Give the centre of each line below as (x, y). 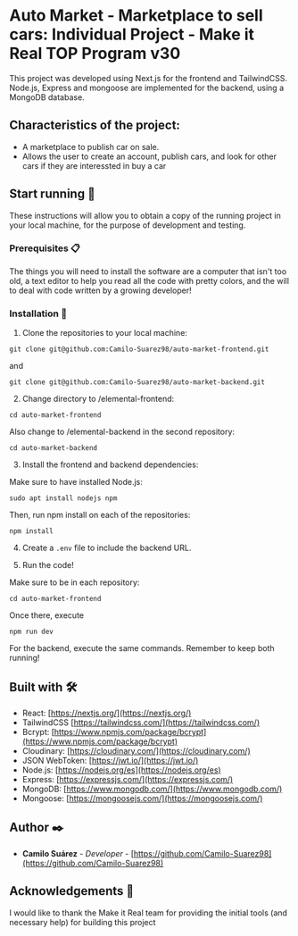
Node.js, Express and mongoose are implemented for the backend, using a (146, 88)
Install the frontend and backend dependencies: (110, 464)
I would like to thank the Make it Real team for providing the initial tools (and (149, 913)
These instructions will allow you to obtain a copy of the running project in (145, 215)
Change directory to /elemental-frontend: (98, 399)
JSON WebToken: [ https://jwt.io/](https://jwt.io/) (110, 760)
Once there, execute (47, 615)
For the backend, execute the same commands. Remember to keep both (142, 648)
